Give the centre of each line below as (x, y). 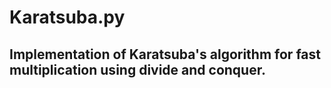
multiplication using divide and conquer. (137, 69)
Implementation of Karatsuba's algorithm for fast (165, 54)
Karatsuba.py (67, 17)
